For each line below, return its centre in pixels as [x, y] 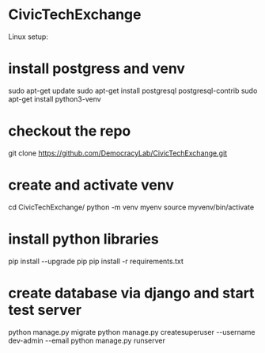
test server [45, 310]
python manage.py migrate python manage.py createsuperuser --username [132, 332]
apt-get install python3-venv [55, 99]
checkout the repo [70, 131]
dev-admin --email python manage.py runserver [87, 340]
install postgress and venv [97, 69]
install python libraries [84, 239]
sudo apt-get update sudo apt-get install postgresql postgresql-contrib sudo [133, 90]
